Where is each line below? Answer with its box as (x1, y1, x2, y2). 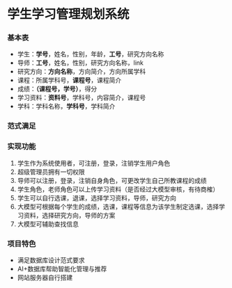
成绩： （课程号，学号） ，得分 (17, 85, 98, 93)
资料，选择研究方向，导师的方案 (23, 211, 116, 219)
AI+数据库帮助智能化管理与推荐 (17, 265, 107, 273)
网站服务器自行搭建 (17, 273, 73, 282)
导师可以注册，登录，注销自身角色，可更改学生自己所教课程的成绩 (17, 176, 207, 184)
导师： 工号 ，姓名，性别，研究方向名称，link (17, 58, 144, 67)
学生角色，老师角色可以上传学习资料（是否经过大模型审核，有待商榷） (17, 185, 219, 193)
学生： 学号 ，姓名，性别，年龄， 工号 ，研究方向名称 (17, 50, 164, 58)
